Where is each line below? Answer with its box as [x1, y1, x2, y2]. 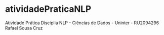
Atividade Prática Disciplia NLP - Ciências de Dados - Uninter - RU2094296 [5, 20, 159, 26]
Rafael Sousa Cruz [5, 25, 43, 31]
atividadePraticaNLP [5, 3, 91, 15]
